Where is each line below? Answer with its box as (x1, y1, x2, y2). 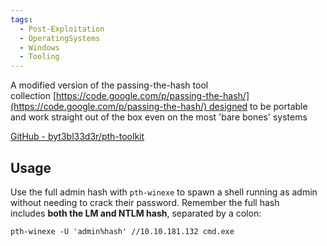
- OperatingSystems (19, 33, 101, 43)
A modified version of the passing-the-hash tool (10, 79, 209, 91)
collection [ (10, 90, 57, 102)
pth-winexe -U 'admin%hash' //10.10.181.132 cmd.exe (10, 226, 235, 236)
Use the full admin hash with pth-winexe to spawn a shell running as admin (10, 186, 318, 198)
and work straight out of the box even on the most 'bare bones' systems (10, 111, 308, 123)
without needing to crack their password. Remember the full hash (10, 196, 280, 208)
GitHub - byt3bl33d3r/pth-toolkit (10, 131, 145, 143)
